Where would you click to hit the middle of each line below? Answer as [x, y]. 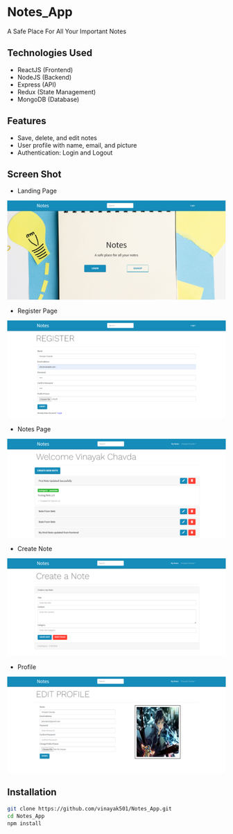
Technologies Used [50, 53]
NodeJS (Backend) [44, 77]
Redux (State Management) [57, 92]
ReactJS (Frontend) [45, 69]
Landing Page [37, 191]
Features [27, 121]
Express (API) [37, 85]
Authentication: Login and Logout [65, 153]
